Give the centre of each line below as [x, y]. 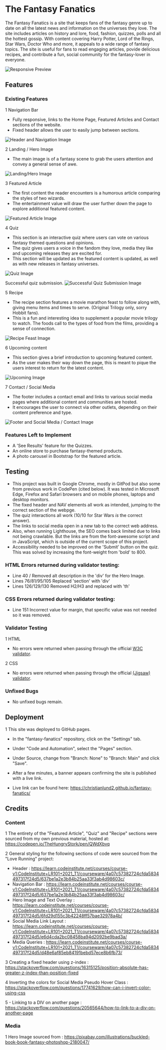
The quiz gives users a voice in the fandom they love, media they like [83, 248]
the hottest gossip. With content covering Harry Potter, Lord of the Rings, [80, 39]
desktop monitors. [31, 499]
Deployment [25, 717]
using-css [15, 993]
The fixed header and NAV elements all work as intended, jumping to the [86, 504]
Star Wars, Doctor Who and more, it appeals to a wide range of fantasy [78, 44]
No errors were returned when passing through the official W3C [78, 648]
